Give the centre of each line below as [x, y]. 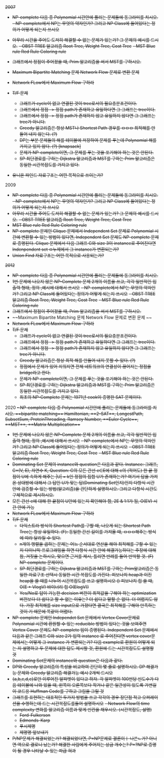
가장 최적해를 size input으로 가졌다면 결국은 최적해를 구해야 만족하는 [91, 605]
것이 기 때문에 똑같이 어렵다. [46, 611]
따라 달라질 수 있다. [43, 538]
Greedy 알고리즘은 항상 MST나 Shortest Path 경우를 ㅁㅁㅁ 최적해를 [85, 128]
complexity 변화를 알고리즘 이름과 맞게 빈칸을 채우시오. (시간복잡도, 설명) [82, 709]
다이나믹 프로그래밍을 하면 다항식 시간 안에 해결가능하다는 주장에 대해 [91, 550]
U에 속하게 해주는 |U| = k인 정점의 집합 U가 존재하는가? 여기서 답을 [85, 476]
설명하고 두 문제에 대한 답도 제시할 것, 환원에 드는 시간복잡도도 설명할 [88, 648]
